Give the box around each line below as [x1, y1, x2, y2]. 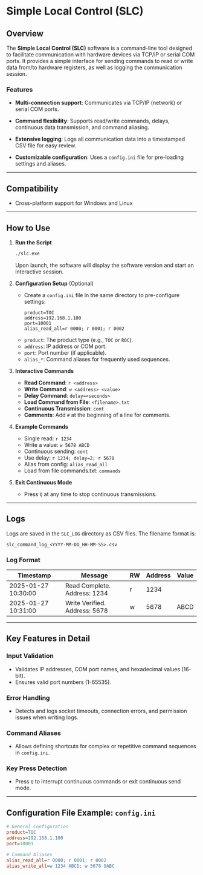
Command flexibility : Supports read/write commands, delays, [14, 117, 170, 125]
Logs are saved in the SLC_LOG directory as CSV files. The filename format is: [6, 529, 196, 537]
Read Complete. [65, 581, 111, 589]
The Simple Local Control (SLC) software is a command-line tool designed [6, 44, 193, 52]
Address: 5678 [65, 606, 108, 615]
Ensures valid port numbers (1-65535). [14, 678, 112, 686]
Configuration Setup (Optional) [14, 280, 94, 287]
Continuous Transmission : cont [24, 404, 105, 412]
